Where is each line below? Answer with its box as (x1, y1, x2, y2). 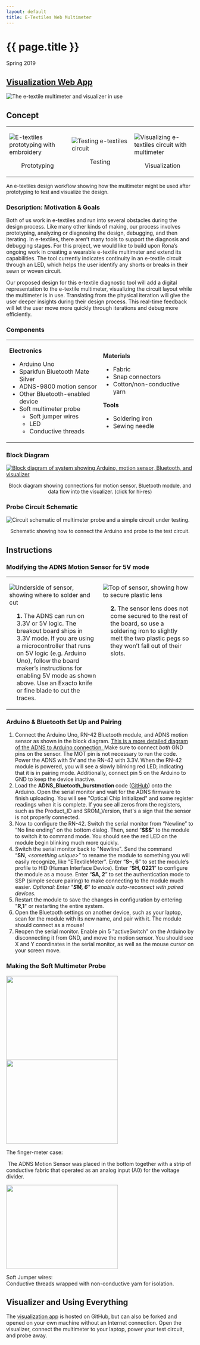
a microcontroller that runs (17, 641, 91, 650)
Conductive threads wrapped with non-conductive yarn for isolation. (6, 1280, 174, 1287)
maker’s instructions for (17, 664, 83, 672)
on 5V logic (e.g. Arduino (17, 649, 86, 657)
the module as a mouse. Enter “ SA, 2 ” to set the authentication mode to (14, 871, 190, 878)
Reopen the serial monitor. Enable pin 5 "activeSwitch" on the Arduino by (14, 928, 194, 935)
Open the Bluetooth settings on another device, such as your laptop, (14, 909, 183, 916)
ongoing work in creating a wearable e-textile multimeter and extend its (6, 248, 182, 256)
